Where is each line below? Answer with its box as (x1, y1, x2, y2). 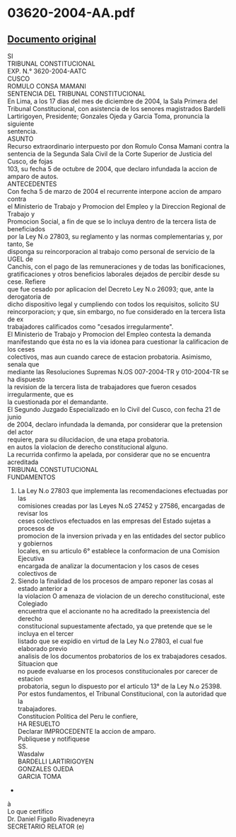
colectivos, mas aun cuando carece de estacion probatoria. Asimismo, (7, 352, 212, 361)
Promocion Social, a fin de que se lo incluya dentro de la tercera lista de (7, 217, 217, 226)
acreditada (7, 458, 39, 466)
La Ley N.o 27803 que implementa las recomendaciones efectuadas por (17, 487, 228, 495)
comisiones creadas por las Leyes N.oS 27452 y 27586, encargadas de (17, 502, 225, 510)
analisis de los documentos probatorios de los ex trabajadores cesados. (17, 652, 228, 660)
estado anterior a (17, 584, 68, 592)
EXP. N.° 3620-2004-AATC (7, 67, 87, 75)
